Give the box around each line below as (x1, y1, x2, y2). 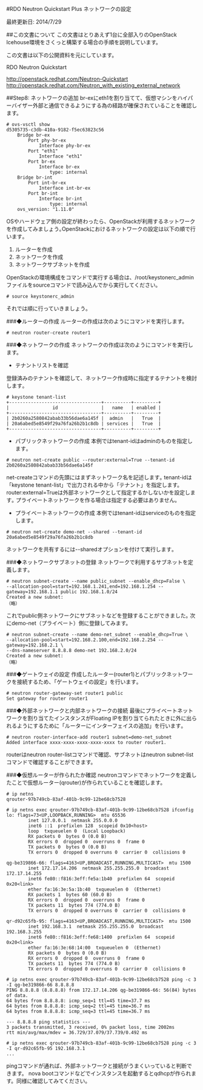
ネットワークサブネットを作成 (15, 261, 90, 268)
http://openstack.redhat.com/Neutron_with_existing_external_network (6, 82, 181, 89)
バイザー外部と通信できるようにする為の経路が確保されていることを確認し (11, 102, 198, 109)
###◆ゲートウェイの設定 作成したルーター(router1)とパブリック (6, 671, 167, 677)
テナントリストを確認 (15, 362, 68, 368)
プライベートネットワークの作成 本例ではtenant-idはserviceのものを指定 (15, 510, 196, 516)
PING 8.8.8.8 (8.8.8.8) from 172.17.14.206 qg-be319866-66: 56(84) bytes (6, 987, 197, 993)
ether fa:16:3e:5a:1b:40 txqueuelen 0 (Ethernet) (28, 886, 162, 892)
